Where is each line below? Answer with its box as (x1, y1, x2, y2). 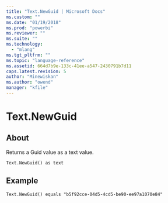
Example (6, 176, 38, 186)
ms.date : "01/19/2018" (6, 19, 61, 25)
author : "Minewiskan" (6, 74, 59, 80)
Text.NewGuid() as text (6, 160, 64, 166)
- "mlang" (11, 47, 35, 53)
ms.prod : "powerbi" (6, 25, 54, 31)
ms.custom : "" (6, 14, 41, 20)
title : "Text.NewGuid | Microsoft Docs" (6, 8, 106, 15)
